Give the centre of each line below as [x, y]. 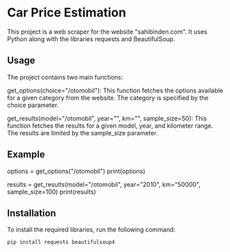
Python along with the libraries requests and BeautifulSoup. [91, 38]
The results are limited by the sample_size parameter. [82, 133]
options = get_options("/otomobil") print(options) [76, 171]
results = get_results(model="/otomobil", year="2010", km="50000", [104, 184]
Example [26, 155]
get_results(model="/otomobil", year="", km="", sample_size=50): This [107, 118]
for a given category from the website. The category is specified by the [108, 98]
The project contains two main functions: [65, 77]
